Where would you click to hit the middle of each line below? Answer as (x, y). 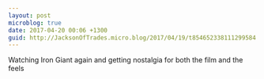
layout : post (30, 15)
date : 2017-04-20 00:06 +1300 (58, 30)
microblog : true (35, 23)
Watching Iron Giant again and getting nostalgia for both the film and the (126, 60)
